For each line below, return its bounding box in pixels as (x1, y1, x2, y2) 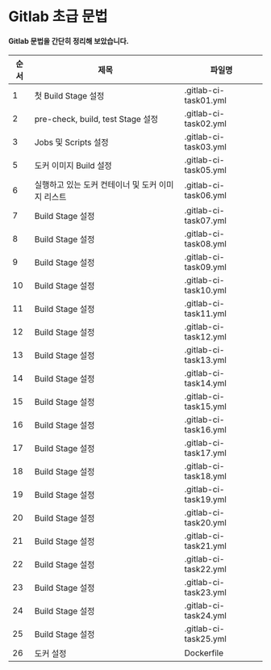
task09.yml (184, 262, 227, 273)
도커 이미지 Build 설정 (34, 160, 113, 171)
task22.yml (184, 563, 227, 575)
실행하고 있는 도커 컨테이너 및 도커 (34, 179, 157, 191)
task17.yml (184, 448, 227, 459)
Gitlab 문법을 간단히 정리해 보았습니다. (8, 36, 129, 45)
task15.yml (184, 401, 227, 412)
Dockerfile (184, 647, 224, 659)
